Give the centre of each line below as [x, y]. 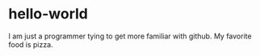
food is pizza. [31, 44]
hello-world [48, 14]
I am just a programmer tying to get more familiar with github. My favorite [130, 36]
